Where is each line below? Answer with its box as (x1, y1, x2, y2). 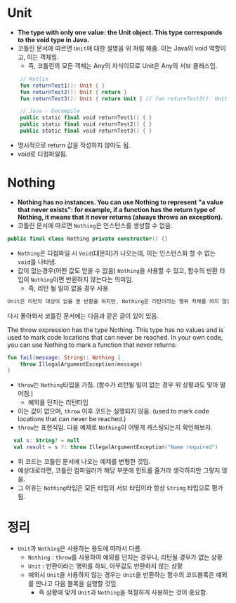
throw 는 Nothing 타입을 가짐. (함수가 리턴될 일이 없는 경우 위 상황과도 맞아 (17, 380, 219, 389)
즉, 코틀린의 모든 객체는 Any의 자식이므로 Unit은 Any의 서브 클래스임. (27, 61, 218, 69)
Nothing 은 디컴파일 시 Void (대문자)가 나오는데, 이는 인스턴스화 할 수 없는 (17, 249, 216, 257)
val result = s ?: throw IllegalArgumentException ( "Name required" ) (13, 444, 218, 451)
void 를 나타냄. (17, 258, 57, 266)
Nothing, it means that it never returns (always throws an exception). (17, 213, 223, 221)
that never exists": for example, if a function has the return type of (17, 205, 216, 213)
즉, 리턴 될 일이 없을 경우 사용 (27, 284, 109, 292)
